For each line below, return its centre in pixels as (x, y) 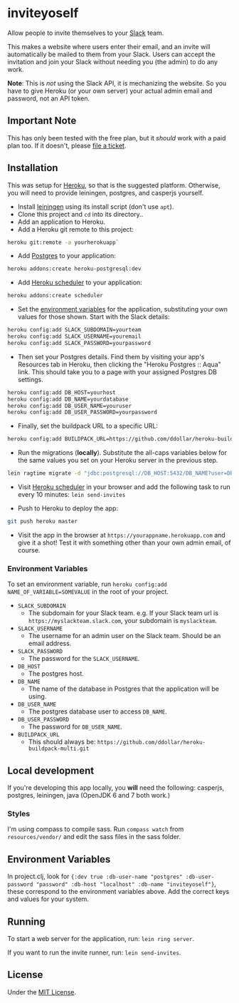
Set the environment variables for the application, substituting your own (122, 309)
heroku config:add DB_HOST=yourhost (62, 392)
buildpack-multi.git (59, 749)
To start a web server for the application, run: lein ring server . (101, 938)
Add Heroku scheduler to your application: (80, 282)
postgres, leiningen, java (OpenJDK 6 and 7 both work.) (89, 796)
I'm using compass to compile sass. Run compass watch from (96, 829)
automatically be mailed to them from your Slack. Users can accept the (111, 54)
